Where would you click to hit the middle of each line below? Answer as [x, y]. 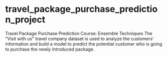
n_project [25, 20]
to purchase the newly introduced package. [50, 49]
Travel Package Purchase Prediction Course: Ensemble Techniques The [79, 33]
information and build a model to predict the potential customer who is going [84, 44]
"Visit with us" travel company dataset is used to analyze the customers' [80, 39]
